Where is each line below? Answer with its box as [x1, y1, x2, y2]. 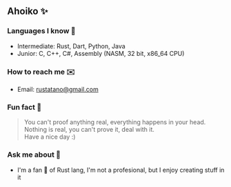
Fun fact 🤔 [7, 102, 42, 112]
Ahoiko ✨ [7, 6, 48, 17]
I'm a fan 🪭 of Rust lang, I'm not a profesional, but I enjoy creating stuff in [17, 166, 225, 174]
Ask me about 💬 [7, 150, 61, 159]
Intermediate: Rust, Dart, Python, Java [17, 41, 125, 50]
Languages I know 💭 [7, 26, 76, 36]
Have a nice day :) [23, 132, 76, 141]
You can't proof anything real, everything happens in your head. [23, 118, 206, 126]
